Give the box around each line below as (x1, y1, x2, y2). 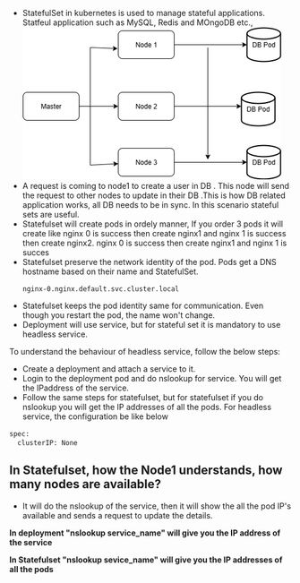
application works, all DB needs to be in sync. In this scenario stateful (21, 200, 279, 210)
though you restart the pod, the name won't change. (21, 310, 216, 321)
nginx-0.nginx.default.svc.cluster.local (21, 285, 179, 294)
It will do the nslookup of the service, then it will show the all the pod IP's (21, 501, 292, 511)
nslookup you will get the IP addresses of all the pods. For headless (21, 402, 271, 412)
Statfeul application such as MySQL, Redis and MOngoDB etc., (21, 17, 253, 28)
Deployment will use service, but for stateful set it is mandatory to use (21, 320, 281, 330)
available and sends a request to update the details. (21, 510, 213, 520)
